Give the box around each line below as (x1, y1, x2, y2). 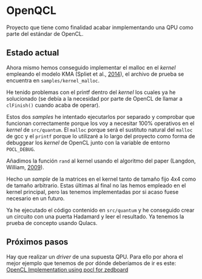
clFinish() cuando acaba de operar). (6, 101, 100, 109)
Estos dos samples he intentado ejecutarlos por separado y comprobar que (6, 113, 195, 120)
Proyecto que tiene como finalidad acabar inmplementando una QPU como (6, 24, 194, 31)
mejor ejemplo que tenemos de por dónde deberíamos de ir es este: (6, 259, 177, 267)
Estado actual (6, 48, 59, 58)
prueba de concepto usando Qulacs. (6, 219, 98, 226)
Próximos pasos (6, 237, 69, 247)
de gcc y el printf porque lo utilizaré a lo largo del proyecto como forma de (6, 132, 195, 139)
